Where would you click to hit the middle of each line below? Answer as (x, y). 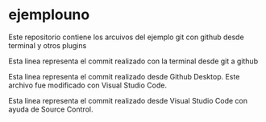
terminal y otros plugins (48, 45)
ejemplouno (49, 15)
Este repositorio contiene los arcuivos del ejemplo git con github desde (126, 37)
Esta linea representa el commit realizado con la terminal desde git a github (133, 61)
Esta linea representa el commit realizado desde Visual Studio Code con (128, 100)
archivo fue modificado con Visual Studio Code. (88, 85)
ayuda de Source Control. (51, 109)
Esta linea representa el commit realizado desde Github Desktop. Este (124, 76)
